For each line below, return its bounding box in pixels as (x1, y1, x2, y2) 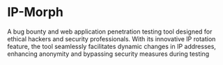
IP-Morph (7, 4, 64, 20)
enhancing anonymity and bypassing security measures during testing (7, 50, 210, 58)
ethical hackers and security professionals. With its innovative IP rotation (7, 34, 216, 43)
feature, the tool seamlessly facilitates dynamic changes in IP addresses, (7, 42, 216, 50)
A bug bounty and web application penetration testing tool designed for (7, 27, 213, 36)
